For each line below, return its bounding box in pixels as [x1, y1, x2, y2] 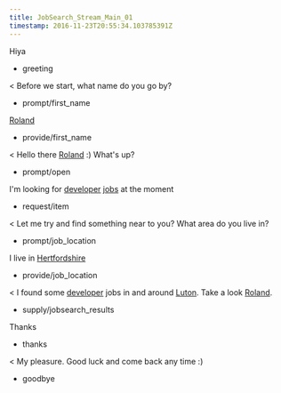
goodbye [21, 373, 55, 383]
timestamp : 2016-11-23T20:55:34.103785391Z [9, 21, 173, 30]
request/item [21, 201, 69, 212]
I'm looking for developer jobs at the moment [9, 183, 174, 194]
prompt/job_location [21, 235, 96, 245]
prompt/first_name [21, 97, 91, 108]
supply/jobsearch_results [21, 304, 115, 315]
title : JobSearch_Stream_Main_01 [9, 12, 133, 22]
